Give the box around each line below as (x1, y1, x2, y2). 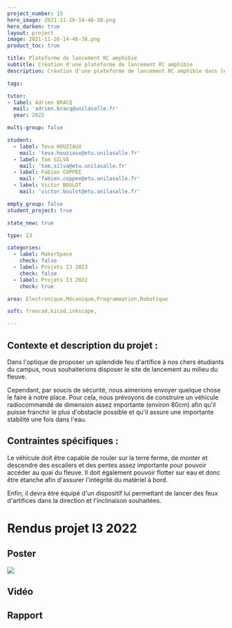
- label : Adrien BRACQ (7, 99, 72, 106)
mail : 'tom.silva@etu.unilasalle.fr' (19, 162, 128, 169)
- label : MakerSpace (13, 251, 72, 258)
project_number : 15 (7, 10, 64, 17)
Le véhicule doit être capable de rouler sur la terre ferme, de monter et (7, 453, 209, 462)
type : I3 (7, 232, 32, 239)
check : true (19, 283, 54, 290)
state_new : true (7, 219, 54, 227)
